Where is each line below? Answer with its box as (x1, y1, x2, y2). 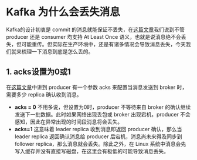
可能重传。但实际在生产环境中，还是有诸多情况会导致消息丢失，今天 (21, 41, 186, 48)
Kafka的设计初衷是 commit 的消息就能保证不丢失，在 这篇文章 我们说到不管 (6, 26, 185, 33)
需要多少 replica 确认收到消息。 (6, 91, 82, 98)
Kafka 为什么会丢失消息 (6, 5, 120, 19)
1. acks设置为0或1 (6, 67, 72, 77)
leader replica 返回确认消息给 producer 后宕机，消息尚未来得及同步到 (14, 133, 182, 140)
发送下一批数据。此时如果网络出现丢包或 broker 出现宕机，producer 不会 (14, 111, 191, 118)
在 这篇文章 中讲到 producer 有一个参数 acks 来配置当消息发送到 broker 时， (6, 84, 188, 91)
